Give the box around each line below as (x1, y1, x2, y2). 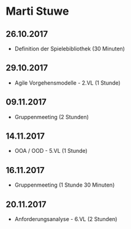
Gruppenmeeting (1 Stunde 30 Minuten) (14, 181, 115, 188)
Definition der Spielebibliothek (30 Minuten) (14, 45, 125, 52)
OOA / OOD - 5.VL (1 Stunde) (14, 147, 88, 155)
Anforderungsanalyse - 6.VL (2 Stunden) (14, 215, 118, 223)
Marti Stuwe (6, 4, 69, 18)
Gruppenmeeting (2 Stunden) (14, 113, 89, 120)
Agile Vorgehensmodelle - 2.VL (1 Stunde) (14, 79, 121, 87)
